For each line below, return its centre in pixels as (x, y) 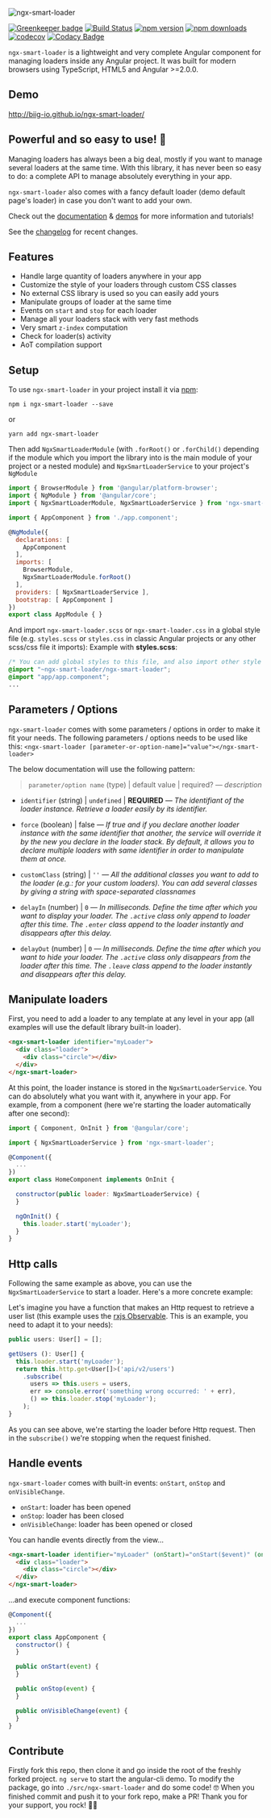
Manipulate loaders (58, 999)
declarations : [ (43, 540)
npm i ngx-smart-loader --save (61, 404)
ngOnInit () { (38, 1216)
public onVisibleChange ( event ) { (72, 1711)
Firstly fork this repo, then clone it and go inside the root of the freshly (125, 1770)
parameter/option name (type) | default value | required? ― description (145, 784)
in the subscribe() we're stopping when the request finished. (110, 1438)
